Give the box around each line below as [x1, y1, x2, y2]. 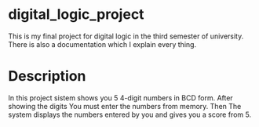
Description [8, 67, 86, 85]
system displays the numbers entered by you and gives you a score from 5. [8, 110, 252, 119]
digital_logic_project [8, 5, 144, 24]
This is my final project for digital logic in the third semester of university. [8, 31, 244, 41]
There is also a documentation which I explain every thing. [8, 39, 197, 49]
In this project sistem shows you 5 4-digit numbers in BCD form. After [8, 93, 233, 103]
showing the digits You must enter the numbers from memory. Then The [8, 101, 242, 111]
